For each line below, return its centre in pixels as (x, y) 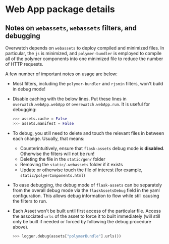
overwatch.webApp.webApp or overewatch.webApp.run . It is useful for (81, 104)
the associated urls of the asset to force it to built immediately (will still (86, 216)
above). (20, 227)
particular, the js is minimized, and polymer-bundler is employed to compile (83, 53)
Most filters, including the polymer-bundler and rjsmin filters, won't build (88, 84)
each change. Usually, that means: (48, 138)
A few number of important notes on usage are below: (61, 74)
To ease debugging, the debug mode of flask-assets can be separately (87, 185)
